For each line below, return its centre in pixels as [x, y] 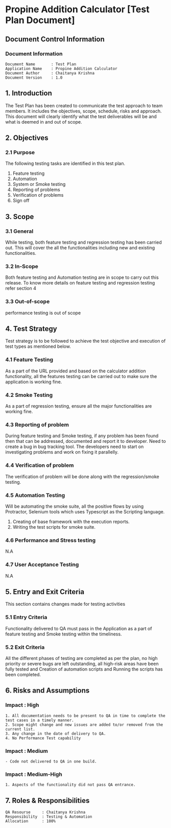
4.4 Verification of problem [40, 465]
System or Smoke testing [39, 184]
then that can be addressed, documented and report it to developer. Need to [86, 441]
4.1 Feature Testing [29, 360]
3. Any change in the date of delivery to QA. [56, 734]
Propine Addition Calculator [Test [77, 9]
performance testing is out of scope [43, 313]
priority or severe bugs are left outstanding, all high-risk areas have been [82, 664]
